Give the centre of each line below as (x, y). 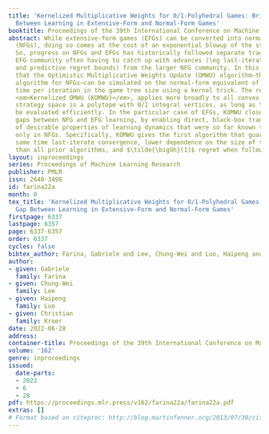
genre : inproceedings (44, 358)
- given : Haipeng (37, 299)
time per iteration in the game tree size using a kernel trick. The (134, 90)
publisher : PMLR (35, 172)
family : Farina (41, 276)
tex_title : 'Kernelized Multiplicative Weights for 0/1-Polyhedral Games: (136, 202)
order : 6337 (28, 239)
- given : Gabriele (39, 269)
